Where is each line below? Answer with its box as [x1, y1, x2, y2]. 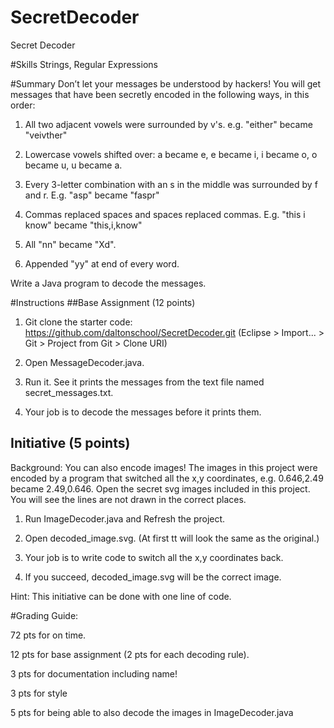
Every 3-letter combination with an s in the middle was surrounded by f [24, 178, 318, 190]
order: [10, 99, 36, 111]
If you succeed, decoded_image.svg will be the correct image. [24, 571, 282, 583]
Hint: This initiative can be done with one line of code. [10, 590, 232, 602]
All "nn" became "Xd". [24, 238, 117, 250]
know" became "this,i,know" [24, 219, 143, 231]
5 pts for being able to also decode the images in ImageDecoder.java [10, 706, 294, 718]
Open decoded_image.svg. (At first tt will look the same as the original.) [24, 532, 320, 544]
